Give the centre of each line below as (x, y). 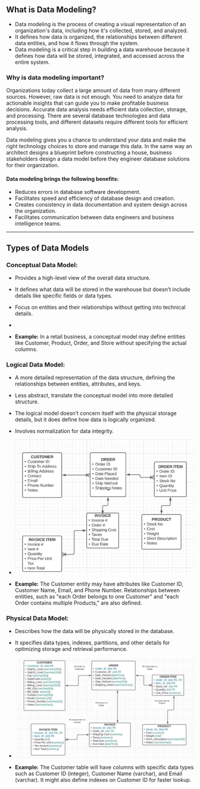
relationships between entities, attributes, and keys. (78, 384)
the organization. (35, 211)
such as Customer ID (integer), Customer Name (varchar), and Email (99, 774)
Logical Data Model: (36, 364)
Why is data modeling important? (55, 77)
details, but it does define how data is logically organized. (85, 419)
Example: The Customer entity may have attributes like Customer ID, (99, 584)
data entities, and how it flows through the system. (77, 43)
